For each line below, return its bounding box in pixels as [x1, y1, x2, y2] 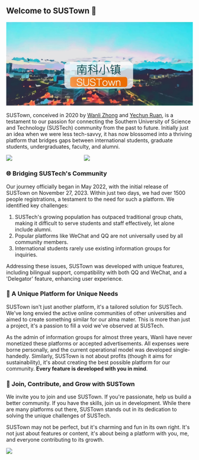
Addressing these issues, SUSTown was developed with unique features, [6, 262, 185, 269]
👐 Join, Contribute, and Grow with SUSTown [6, 379, 135, 388]
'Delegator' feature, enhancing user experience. [6, 275, 123, 282]
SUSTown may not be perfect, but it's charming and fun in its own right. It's [6, 424, 190, 431]
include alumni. [14, 226, 52, 233]
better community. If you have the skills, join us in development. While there [6, 400, 191, 407]
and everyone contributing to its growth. [6, 436, 104, 443]
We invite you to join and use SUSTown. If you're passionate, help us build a [6, 393, 191, 400]
